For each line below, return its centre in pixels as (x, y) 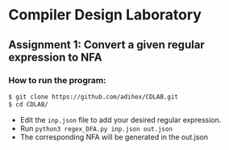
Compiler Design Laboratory (105, 15)
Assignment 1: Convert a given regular (107, 45)
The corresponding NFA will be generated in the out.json (114, 137)
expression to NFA (55, 57)
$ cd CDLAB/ (28, 104)
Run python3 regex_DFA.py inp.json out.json (96, 128)
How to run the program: (57, 80)
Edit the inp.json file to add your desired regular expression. (121, 119)
